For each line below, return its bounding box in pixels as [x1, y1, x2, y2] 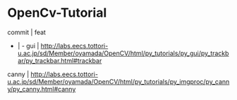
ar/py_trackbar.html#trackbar [17, 56, 102, 64]
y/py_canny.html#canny [7, 85, 76, 93]
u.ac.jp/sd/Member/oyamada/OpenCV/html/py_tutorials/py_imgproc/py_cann [7, 77, 230, 85]
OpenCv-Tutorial [7, 5, 107, 21]
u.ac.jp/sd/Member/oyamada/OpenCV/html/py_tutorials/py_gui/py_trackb [17, 49, 229, 57]
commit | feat [7, 28, 46, 36]
